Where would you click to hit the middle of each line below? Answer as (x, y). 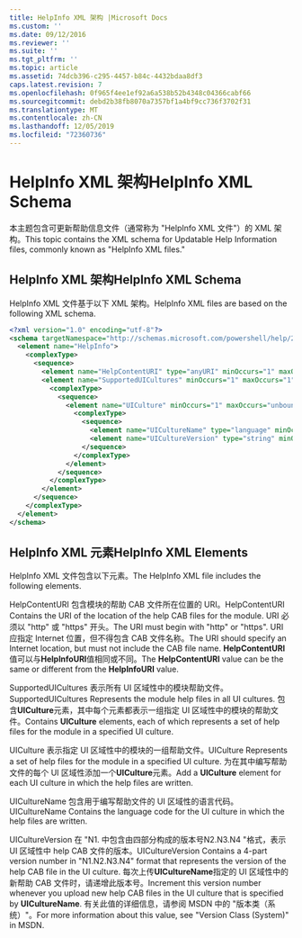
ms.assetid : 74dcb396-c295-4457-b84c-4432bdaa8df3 (106, 77)
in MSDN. (27, 925)
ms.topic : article (44, 68)
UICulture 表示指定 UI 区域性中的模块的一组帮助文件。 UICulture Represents (148, 750)
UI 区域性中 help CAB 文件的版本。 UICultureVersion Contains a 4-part (138, 851)
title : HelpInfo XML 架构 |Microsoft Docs (89, 18)
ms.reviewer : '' (40, 43)
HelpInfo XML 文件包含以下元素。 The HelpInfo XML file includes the (135, 576)
